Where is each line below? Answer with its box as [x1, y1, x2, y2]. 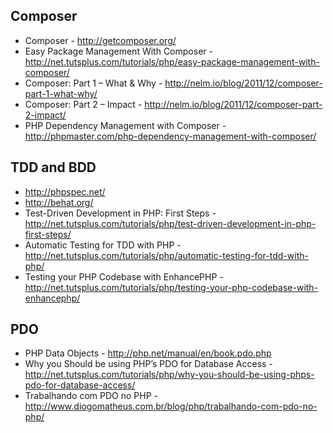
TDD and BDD [10, 159, 97, 176]
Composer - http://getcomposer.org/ [24, 34, 177, 46]
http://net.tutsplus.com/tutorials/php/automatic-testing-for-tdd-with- [24, 249, 309, 261]
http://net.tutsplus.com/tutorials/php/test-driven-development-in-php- [24, 217, 317, 229]
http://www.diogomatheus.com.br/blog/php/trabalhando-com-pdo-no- [24, 400, 318, 413]
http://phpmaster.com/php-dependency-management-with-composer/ [24, 130, 317, 142]
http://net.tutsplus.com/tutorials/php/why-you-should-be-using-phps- [24, 369, 315, 381]
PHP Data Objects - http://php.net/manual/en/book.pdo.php [24, 347, 272, 359]
